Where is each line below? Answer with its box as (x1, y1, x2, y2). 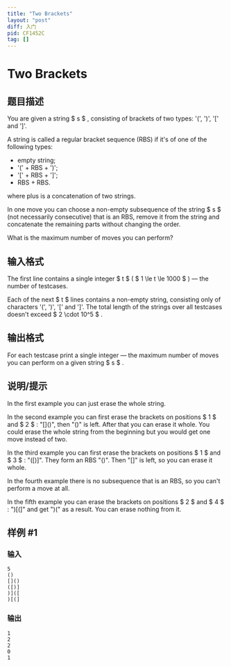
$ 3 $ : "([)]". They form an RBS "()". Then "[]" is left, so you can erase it (7, 455, 213, 464)
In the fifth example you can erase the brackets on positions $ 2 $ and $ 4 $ (7, 497, 224, 505)
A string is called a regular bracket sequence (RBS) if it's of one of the (7, 135, 207, 143)
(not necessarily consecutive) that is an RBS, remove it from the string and (7, 213, 220, 221)
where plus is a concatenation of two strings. (7, 192, 136, 201)
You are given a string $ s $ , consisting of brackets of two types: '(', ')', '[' (7, 114, 219, 123)
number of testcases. (7, 281, 68, 290)
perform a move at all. (7, 484, 71, 492)
